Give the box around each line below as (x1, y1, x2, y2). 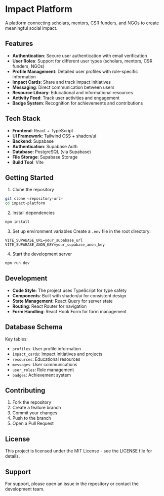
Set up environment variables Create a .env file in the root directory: (12, 228, 151, 234)
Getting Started (5, 173, 54, 182)
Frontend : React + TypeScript (12, 127, 73, 133)
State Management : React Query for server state (12, 298, 113, 304)
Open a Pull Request (12, 420, 54, 427)
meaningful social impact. (5, 25, 58, 31)
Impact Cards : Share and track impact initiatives (12, 79, 111, 85)
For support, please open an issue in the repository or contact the (5, 481, 139, 487)
